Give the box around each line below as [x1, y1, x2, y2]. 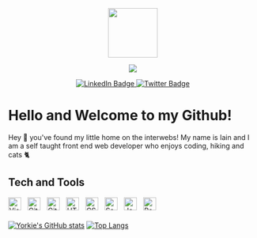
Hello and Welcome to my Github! [8, 107, 232, 125]
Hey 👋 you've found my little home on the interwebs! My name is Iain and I [8, 132, 250, 142]
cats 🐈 [8, 149, 30, 159]
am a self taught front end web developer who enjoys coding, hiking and [8, 141, 244, 150]
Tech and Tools [8, 176, 85, 189]
